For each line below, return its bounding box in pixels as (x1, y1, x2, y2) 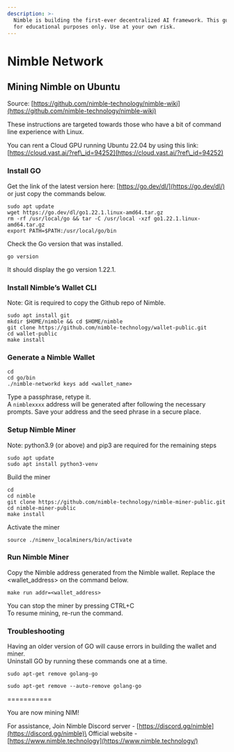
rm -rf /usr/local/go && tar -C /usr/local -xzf (7, 215, 151, 222)
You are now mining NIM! (7, 709, 79, 717)
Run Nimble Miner (7, 552, 70, 562)
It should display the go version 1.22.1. (7, 265, 116, 273)
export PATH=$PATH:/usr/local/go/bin (7, 227, 117, 234)
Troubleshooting (7, 626, 65, 636)
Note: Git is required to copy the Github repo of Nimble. (7, 298, 166, 307)
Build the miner (7, 472, 51, 481)
